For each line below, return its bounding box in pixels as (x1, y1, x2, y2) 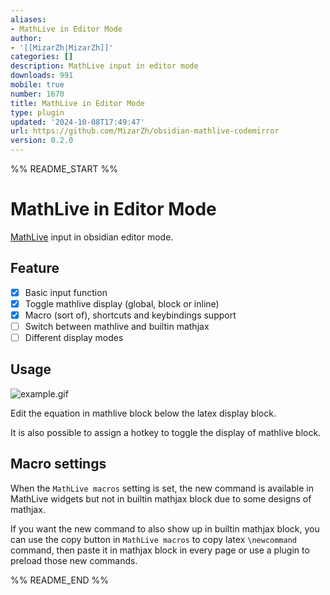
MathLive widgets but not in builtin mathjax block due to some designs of (10, 492, 312, 505)
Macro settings (10, 456, 107, 473)
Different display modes (24, 332, 124, 343)
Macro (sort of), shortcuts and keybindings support (24, 309, 237, 321)
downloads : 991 (10, 71, 74, 81)
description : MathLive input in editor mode (10, 61, 199, 71)
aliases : (10, 14, 47, 25)
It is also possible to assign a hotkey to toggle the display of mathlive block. (10, 426, 322, 438)
